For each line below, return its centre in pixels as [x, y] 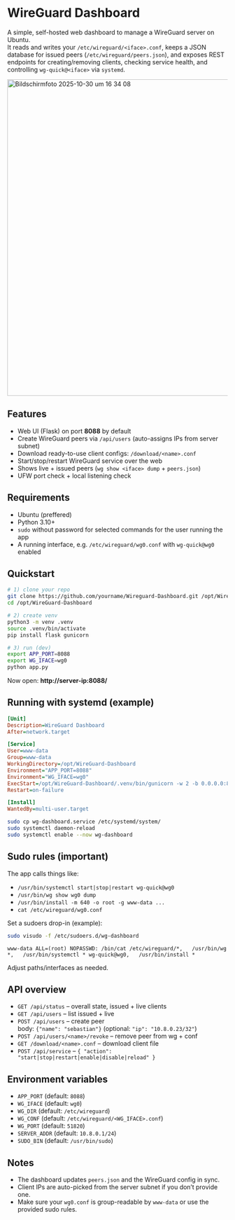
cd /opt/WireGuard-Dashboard [50, 603]
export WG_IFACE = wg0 [37, 661]
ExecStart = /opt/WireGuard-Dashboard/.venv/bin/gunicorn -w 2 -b [103, 783]
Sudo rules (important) [58, 857]
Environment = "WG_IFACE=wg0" [48, 777]
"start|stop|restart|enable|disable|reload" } [86, 1058]
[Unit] [17, 719]
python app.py [28, 667]
